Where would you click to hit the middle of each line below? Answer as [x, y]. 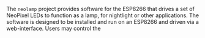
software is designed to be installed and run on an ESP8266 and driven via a [102, 22]
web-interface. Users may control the [54, 28]
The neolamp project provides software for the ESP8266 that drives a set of [100, 9]
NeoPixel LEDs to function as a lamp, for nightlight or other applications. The [103, 15]
